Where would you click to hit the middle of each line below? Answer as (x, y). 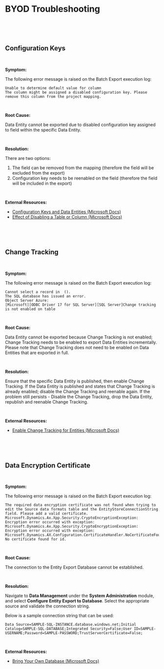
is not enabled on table (30, 309)
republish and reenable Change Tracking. (47, 401)
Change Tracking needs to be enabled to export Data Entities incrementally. (81, 342)
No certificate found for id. (36, 539)
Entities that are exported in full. (37, 353)
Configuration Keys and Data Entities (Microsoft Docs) (66, 212)
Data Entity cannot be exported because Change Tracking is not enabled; (79, 337)
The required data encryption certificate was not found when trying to (81, 505)
